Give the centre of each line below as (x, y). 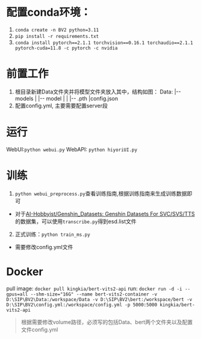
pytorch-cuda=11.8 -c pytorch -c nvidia (66, 48)
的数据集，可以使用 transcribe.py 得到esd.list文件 (76, 221)
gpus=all (17, 294)
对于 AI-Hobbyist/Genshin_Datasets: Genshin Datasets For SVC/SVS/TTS (105, 214)
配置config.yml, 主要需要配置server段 (61, 106)
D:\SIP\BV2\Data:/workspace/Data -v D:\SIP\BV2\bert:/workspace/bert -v (99, 299)
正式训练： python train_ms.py (52, 234)
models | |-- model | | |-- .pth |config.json (66, 98)
